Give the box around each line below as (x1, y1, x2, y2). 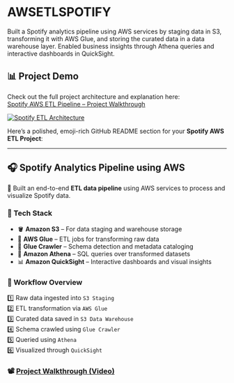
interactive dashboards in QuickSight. (7, 49, 115, 58)
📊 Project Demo (7, 70, 79, 82)
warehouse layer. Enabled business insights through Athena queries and (7, 42, 214, 50)
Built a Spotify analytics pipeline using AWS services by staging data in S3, (7, 27, 222, 36)
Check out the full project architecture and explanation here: (7, 92, 180, 101)
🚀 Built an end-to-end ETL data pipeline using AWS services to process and (7, 184, 226, 192)
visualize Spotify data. (7, 191, 71, 199)
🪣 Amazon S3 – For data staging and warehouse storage (17, 224, 182, 233)
